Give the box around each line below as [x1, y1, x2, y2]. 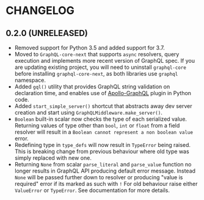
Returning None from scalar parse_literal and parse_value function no [14, 161, 192, 168]
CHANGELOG [5, 4, 75, 18]
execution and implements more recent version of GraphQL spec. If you [14, 57, 195, 64]
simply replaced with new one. [14, 154, 92, 162]
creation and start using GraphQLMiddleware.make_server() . [14, 109, 162, 116]
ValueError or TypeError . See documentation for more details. [14, 187, 170, 194]
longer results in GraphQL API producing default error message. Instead [14, 167, 196, 174]
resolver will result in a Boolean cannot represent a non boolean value [14, 129, 194, 135]
